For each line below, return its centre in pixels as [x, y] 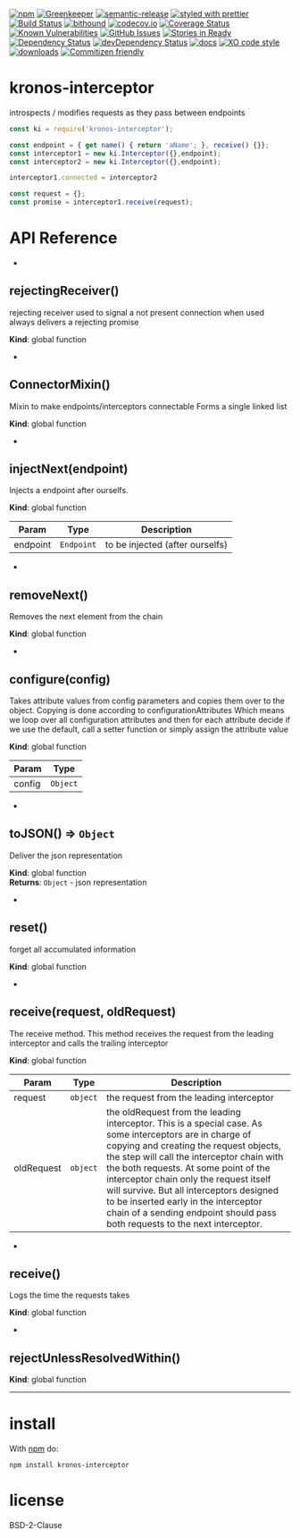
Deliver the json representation [66, 855]
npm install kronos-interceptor [69, 1466]
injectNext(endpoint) [69, 469]
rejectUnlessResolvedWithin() [95, 1358]
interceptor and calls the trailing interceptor [89, 1043]
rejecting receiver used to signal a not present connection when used [137, 312]
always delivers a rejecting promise [74, 322]
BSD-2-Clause [36, 1525]
